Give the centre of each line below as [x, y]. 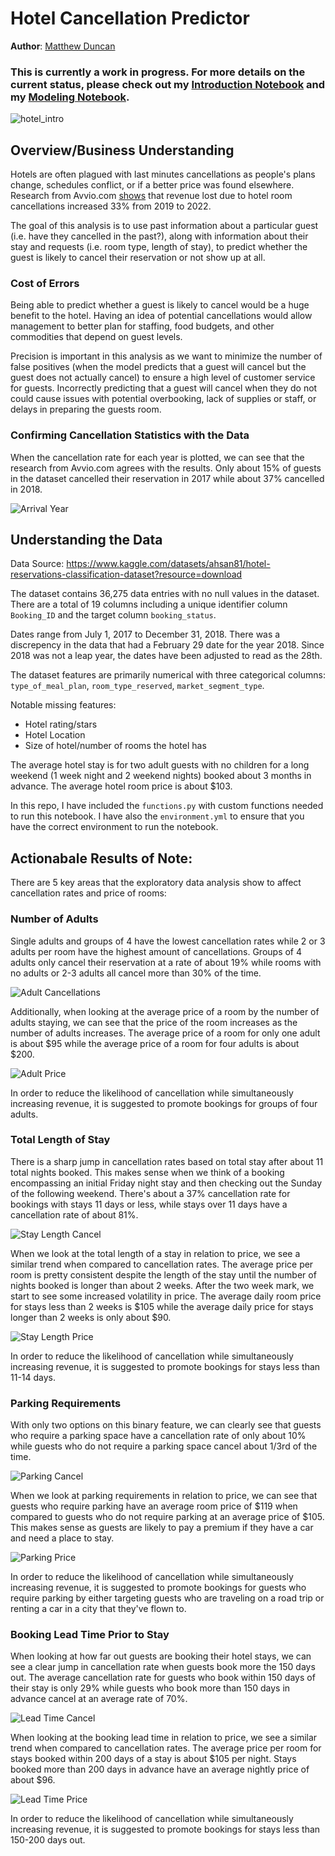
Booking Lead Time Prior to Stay [90, 1635]
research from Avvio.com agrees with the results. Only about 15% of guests [166, 468]
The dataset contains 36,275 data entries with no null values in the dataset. [165, 594]
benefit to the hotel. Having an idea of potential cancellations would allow [161, 316]
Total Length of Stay [60, 1140]
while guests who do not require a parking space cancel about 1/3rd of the [164, 1446]
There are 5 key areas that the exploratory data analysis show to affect [156, 883]
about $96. [33, 1780]
